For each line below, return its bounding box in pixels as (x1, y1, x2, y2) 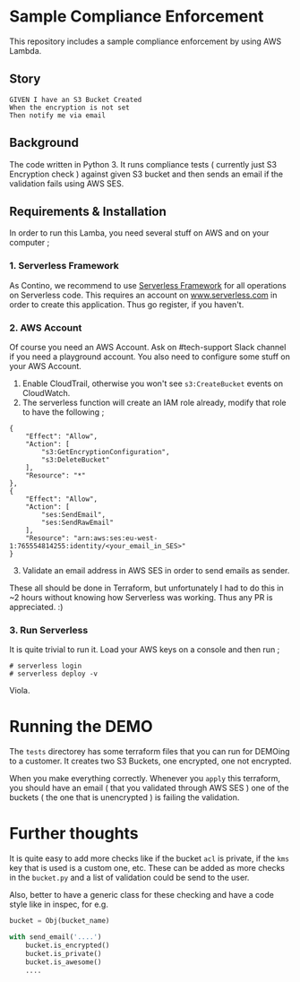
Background (9, 135, 79, 151)
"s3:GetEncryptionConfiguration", (41, 447, 170, 456)
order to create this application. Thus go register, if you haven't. (9, 298, 244, 310)
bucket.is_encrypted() (25, 941, 110, 950)
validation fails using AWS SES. (9, 177, 124, 189)
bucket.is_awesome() (25, 957, 102, 967)
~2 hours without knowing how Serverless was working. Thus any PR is (9, 591, 273, 602)
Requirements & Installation (9, 203, 167, 219)
